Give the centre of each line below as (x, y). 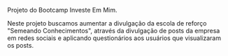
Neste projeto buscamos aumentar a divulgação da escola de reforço (107, 23)
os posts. (20, 45)
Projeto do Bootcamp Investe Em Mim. (62, 10)
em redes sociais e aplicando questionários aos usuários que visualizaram (114, 38)
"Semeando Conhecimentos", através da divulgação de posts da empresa (114, 31)
